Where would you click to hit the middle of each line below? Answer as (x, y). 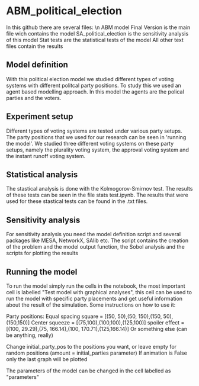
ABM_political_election (64, 11)
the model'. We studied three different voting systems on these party (90, 143)
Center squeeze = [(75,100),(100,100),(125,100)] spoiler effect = (108, 323)
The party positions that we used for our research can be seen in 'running (96, 137)
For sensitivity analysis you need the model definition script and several (94, 234)
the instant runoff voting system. (46, 156)
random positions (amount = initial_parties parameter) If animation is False (97, 353)
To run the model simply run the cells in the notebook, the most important (96, 286)
